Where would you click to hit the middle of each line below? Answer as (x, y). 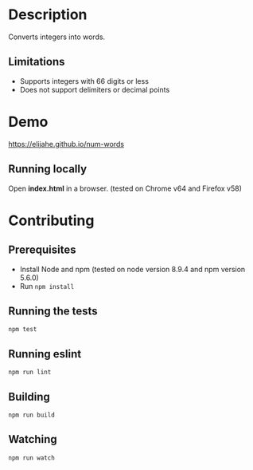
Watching (33, 439)
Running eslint (45, 354)
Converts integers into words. (57, 37)
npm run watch (32, 458)
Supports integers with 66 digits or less (84, 81)
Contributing (51, 220)
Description (48, 15)
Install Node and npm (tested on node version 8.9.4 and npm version (132, 269)
